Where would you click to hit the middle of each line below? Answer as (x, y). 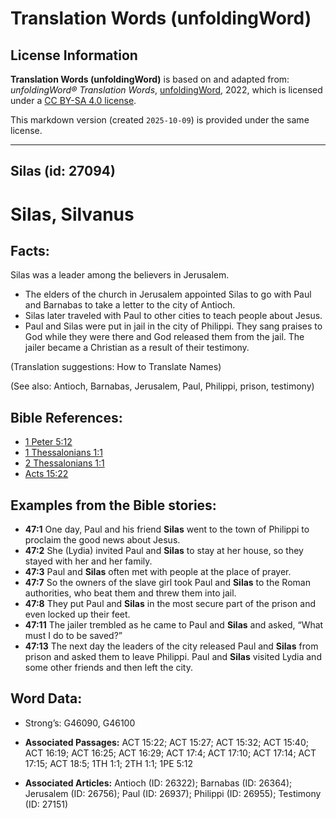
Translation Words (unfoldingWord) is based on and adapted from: (150, 79)
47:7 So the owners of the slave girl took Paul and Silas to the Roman (167, 583)
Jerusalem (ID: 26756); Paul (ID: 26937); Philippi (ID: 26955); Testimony (173, 793)
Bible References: (66, 417)
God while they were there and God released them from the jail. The (164, 337)
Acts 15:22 (46, 474)
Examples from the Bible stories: (113, 505)
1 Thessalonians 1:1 (63, 453)
